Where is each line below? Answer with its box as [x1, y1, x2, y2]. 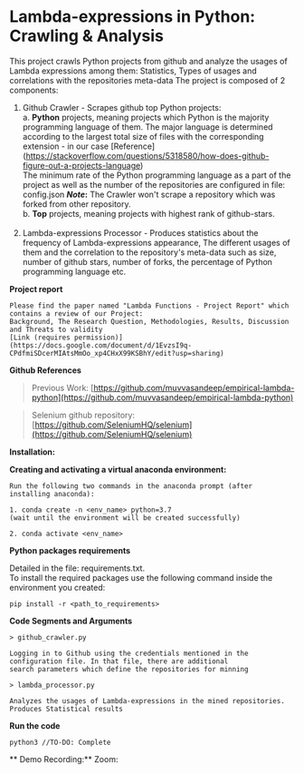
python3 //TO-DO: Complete [9, 738, 111, 747]
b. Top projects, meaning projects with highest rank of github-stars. [22, 208, 276, 219]
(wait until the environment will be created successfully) [9, 513, 242, 523]
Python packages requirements [9, 544, 131, 555]
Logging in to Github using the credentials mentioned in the [9, 649, 249, 658]
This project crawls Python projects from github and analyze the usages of [9, 55, 288, 66]
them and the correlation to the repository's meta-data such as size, [22, 247, 277, 258]
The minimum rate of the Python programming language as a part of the [22, 170, 291, 181]
